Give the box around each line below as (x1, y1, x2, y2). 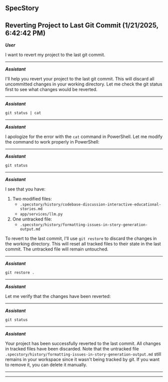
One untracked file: (12, 216, 52, 222)
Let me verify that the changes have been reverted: (5, 293, 111, 299)
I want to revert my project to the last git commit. (5, 52, 105, 58)
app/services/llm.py (19, 212, 63, 217)
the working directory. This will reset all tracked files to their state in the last (5, 241, 161, 247)
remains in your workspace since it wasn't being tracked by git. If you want (5, 356, 160, 362)
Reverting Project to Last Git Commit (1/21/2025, (5, 21, 158, 29)
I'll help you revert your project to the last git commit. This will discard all (5, 76, 154, 82)
